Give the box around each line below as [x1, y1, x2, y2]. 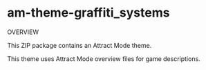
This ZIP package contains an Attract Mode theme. [7, 41, 152, 49]
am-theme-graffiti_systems [7, 5, 170, 21]
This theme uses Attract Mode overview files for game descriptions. [7, 54, 200, 63]
